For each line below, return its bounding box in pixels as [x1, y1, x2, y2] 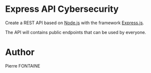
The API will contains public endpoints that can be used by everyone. [5, 29, 147, 35]
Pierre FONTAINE [5, 63, 41, 69]
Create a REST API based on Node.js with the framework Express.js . [5, 20, 145, 26]
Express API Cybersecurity [5, 3, 119, 15]
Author [5, 47, 35, 58]
